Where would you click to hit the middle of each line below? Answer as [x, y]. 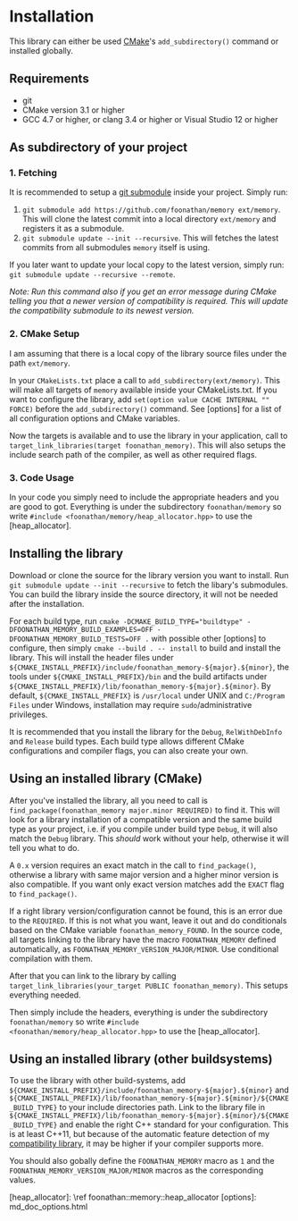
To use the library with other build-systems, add [97, 1081]
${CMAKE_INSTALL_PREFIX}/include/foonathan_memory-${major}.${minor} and [149, 1090]
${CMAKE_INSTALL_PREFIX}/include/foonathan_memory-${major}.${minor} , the [149, 667]
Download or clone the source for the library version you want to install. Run [149, 575]
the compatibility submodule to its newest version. [102, 311]
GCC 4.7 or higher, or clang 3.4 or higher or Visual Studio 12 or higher [150, 119]
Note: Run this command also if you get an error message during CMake [143, 291]
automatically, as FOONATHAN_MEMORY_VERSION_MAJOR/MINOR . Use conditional [144, 948]
